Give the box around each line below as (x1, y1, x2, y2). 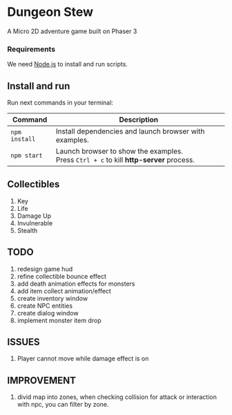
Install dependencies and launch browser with (55, 127, 205, 136)
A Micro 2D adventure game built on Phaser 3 (7, 27, 137, 35)
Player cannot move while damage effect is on (17, 354, 149, 363)
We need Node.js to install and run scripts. (7, 60, 128, 68)
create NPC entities (17, 302, 73, 310)
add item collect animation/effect (17, 286, 112, 295)
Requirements (7, 44, 56, 54)
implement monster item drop (17, 316, 101, 324)
